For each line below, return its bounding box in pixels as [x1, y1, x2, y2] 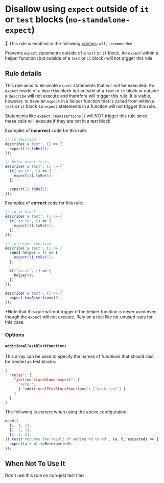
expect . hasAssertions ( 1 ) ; [9, 295, 63, 300]
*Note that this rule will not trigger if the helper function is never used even [5, 309, 157, 315]
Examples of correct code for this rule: [5, 200, 83, 206]
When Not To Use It [5, 459, 65, 468]
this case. [5, 319, 25, 325]
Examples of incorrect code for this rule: [5, 127, 87, 133]
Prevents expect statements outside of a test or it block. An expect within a [5, 50, 158, 56]
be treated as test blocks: [5, 359, 56, 365]
